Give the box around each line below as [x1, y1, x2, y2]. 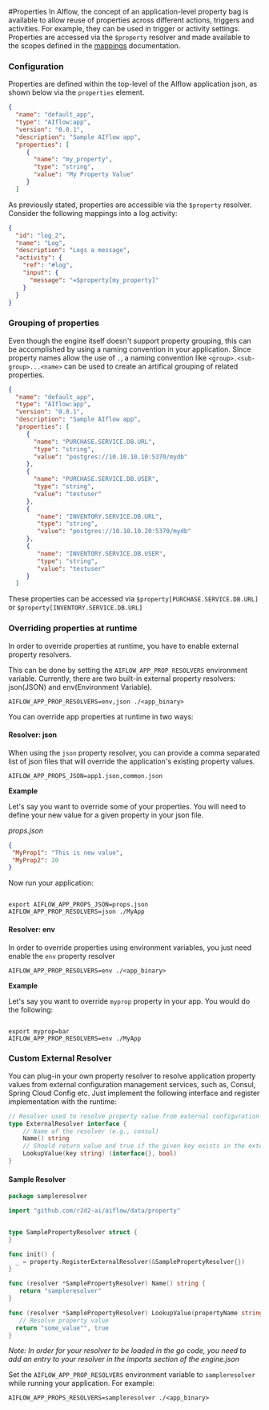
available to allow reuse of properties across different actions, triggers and [8, 15, 255, 25]
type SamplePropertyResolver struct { [8, 1228, 138, 1236]
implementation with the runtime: [8, 1096, 118, 1106]
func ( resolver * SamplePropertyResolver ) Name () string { [8, 1280, 206, 1288]
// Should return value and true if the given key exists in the [22, 1142, 246, 1151]
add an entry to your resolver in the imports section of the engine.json [8, 1355, 240, 1364]
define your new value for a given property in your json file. [8, 810, 204, 820]
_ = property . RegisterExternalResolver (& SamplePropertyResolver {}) [15, 1257, 246, 1265]
